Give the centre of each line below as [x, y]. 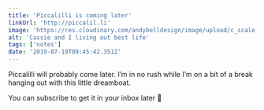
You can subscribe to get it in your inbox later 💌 [85, 98]
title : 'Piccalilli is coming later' [70, 15]
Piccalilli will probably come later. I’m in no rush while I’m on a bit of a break [131, 74]
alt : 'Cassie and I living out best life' [79, 37]
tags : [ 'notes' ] [35, 45]
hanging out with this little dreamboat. [70, 82]
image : [19, 30]
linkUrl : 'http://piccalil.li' [59, 23]
